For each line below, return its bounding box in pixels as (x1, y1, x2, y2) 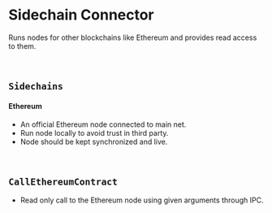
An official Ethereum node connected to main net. (19, 120, 187, 129)
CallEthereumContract (8, 176, 118, 188)
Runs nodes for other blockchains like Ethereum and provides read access (8, 33, 257, 42)
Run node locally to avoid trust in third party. (19, 128, 169, 137)
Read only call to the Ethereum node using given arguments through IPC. (19, 195, 264, 205)
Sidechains (8, 80, 63, 93)
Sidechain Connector (8, 6, 154, 24)
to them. (8, 41, 37, 50)
